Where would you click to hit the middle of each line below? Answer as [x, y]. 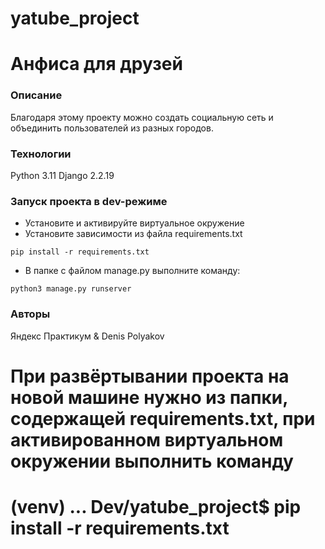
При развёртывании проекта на [150, 376]
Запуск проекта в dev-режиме [89, 201]
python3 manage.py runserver [71, 289]
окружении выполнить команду [152, 461]
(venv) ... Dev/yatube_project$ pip [156, 506]
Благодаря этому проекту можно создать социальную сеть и [142, 117]
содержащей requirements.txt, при [163, 418]
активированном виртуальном [147, 439]
